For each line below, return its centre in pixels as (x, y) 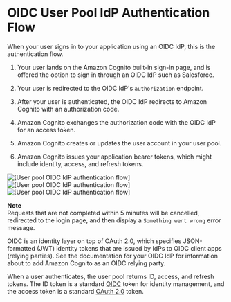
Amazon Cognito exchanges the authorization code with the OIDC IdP (117, 122)
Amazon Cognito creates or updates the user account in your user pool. (119, 143)
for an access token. (46, 130)
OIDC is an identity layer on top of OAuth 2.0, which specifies (94, 241)
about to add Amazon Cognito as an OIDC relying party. (86, 263)
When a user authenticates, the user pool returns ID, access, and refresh (111, 276)
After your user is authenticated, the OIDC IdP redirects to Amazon (112, 101)
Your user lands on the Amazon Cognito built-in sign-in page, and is (114, 67)
